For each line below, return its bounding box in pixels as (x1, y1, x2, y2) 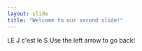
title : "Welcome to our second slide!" (7, 17, 124, 24)
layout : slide (7, 10, 49, 17)
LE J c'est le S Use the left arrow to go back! (7, 36, 135, 44)
